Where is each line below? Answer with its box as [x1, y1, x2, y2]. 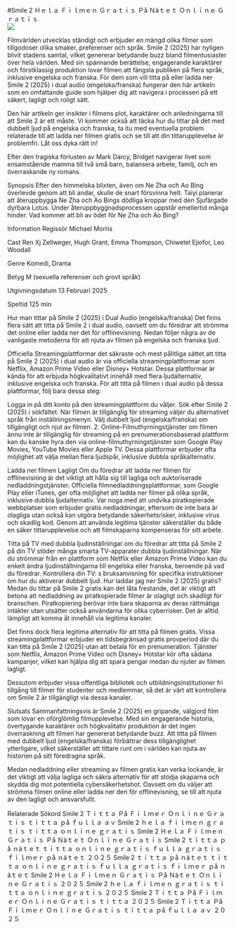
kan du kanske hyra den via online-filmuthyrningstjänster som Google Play [7, 438, 223, 446]
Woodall [7, 246, 32, 254]
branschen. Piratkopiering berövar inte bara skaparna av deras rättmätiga [7, 599, 220, 607]
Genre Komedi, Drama [7, 259, 72, 267]
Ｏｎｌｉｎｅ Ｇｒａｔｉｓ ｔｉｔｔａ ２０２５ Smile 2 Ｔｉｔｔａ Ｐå [20, 897, 223, 905]
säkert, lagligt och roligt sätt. [7, 95, 90, 104]
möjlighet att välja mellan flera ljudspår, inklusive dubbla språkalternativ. [7, 453, 216, 461]
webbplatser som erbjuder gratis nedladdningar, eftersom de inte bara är [7, 504, 218, 512]
